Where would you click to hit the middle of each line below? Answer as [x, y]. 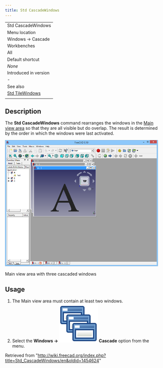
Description [23, 112]
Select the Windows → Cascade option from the [81, 341]
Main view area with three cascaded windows [51, 274]
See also [16, 86]
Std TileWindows [24, 93]
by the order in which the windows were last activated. [60, 133]
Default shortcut [23, 59]
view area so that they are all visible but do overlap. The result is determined [81, 128]
